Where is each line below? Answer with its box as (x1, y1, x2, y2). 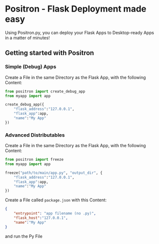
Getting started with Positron (5, 49, 94, 57)
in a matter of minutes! (5, 35, 50, 41)
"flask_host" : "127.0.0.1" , (14, 215, 68, 220)
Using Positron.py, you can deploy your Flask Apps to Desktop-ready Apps (5, 30, 154, 35)
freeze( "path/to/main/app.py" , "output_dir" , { (5, 170, 103, 175)
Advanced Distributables (5, 132, 65, 138)
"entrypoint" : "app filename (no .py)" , (14, 211, 96, 216)
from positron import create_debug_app (5, 89, 86, 94)
